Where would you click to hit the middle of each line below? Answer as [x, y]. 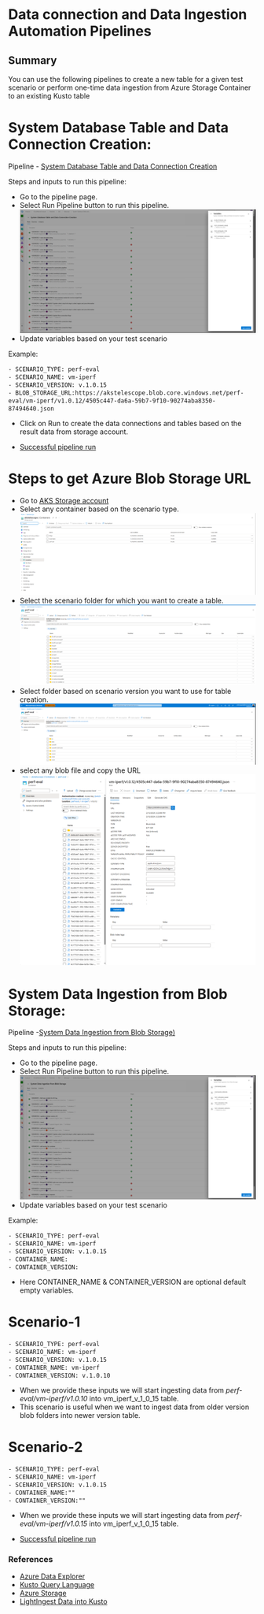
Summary [33, 60]
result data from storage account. [73, 432]
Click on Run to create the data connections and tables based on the [130, 424]
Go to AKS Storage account [64, 501]
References [31, 1559]
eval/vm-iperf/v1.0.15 [53, 1523]
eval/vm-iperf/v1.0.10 [53, 1398]
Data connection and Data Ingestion [128, 15]
